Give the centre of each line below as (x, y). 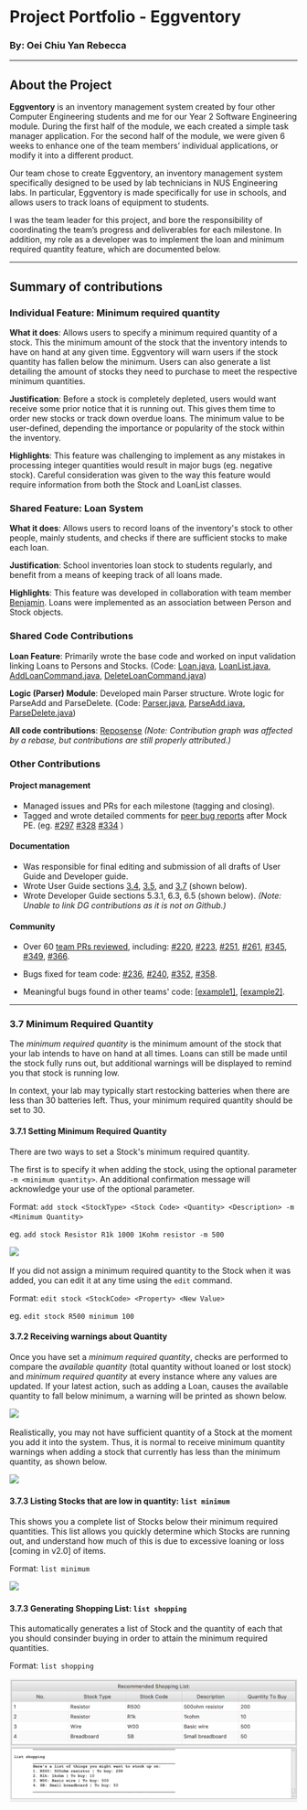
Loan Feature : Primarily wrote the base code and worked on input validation (153, 656)
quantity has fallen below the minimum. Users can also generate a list (140, 361)
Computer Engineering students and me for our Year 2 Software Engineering (153, 117)
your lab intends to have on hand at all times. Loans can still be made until (148, 1054)
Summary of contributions (86, 287)
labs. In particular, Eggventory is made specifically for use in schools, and (148, 193)
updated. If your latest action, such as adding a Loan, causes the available (149, 1386)
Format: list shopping (52, 1665)
